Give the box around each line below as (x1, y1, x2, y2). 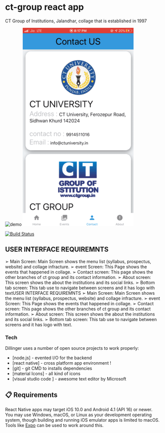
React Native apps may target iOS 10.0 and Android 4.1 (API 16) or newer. (5, 406, 153, 412)
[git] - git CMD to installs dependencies (12, 366, 93, 372)
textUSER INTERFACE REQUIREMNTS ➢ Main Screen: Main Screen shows (5, 290, 155, 296)
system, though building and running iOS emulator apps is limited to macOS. (5, 417, 160, 423)
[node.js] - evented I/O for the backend (12, 355, 92, 361)
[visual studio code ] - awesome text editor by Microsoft (12, 376, 127, 382)
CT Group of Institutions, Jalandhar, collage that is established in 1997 (5, 18, 147, 24)
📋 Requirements (5, 391, 58, 399)
